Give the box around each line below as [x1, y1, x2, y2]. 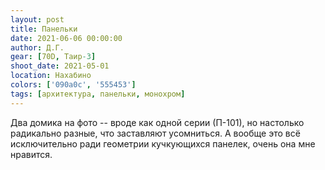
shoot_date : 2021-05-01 [10, 61, 110, 71]
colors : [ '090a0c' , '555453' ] [10, 80, 137, 90]
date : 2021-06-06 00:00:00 [10, 33, 123, 43]
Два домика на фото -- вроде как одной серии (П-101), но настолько [10, 116, 305, 128]
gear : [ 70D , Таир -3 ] [10, 52, 97, 62]
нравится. [10, 148, 53, 160]
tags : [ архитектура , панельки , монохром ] [10, 89, 186, 99]
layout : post [10, 14, 65, 25]
